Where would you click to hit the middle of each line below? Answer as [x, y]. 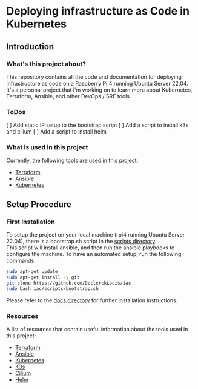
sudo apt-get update [32, 272]
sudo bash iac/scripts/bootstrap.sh [52, 289]
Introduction [30, 46]
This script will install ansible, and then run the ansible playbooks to [91, 248]
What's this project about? [46, 64]
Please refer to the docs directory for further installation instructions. [92, 300]
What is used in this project [47, 147]
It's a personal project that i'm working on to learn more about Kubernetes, [99, 90]
